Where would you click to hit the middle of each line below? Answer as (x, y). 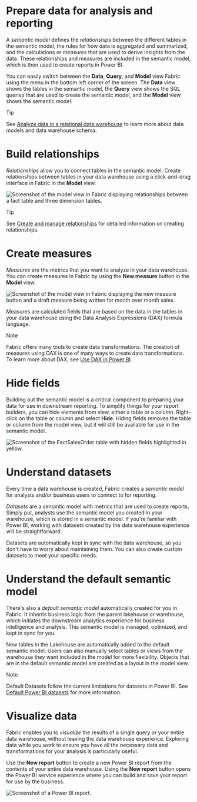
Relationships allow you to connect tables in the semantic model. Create (94, 170)
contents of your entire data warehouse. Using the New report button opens (98, 769)
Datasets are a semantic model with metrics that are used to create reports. (98, 506)
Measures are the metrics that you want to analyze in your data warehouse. (98, 270)
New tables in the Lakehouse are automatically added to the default (88, 644)
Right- (183, 412)
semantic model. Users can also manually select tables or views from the (95, 651)
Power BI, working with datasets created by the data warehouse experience (98, 525)
